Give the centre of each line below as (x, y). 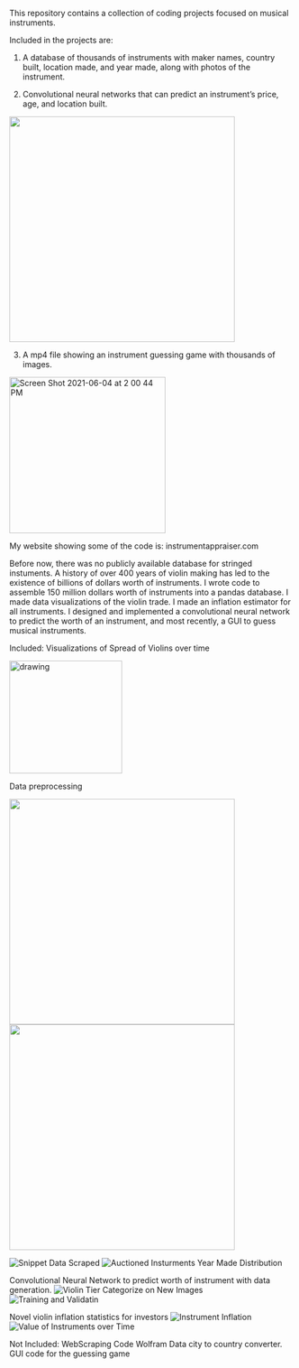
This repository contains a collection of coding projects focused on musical (149, 13)
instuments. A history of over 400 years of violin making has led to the (140, 573)
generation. (31, 1290)
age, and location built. (65, 104)
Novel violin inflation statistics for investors (89, 1317)
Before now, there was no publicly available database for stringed (131, 564)
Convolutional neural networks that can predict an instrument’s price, (150, 94)
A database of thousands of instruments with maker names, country (149, 57)
